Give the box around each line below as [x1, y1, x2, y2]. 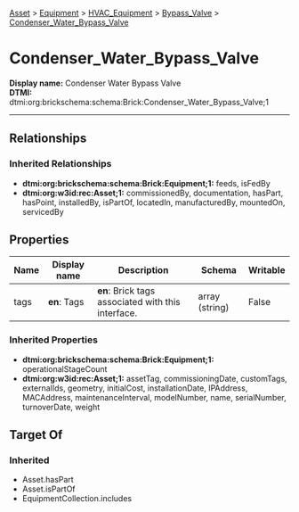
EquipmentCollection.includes [21, 493, 132, 504]
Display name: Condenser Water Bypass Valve [9, 78, 182, 88]
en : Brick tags [97, 285, 156, 297]
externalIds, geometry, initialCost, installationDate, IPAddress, [21, 383, 248, 393]
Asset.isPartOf [21, 483, 76, 494]
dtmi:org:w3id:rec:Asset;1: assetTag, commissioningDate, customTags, [21, 373, 287, 384]
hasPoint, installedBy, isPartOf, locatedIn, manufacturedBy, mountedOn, [21, 196, 286, 208]
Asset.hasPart [21, 475, 74, 485]
